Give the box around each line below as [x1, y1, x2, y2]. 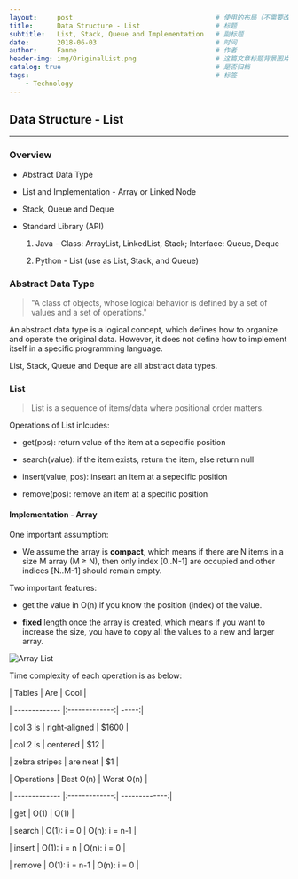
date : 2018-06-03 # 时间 [9, 37, 238, 47]
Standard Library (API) [21, 220, 105, 231]
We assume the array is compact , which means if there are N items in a [21, 546, 284, 556]
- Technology [25, 79, 74, 88]
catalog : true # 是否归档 [9, 63, 251, 72]
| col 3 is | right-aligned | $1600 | [9, 722, 129, 732]
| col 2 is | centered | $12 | [9, 739, 105, 749]
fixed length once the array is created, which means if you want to [21, 617, 266, 627]
